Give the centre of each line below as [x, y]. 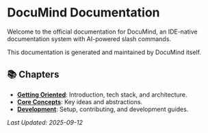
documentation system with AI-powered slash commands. [89, 38]
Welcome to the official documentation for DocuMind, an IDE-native [102, 32]
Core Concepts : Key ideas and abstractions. [79, 101]
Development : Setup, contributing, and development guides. [103, 109]
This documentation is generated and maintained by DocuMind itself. [104, 52]
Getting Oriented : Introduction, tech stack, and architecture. [102, 95]
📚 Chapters [33, 74]
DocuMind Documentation [83, 13]
